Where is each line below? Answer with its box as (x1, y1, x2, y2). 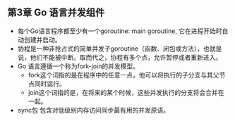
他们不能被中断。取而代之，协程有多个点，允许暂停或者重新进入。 (30, 53, 222, 61)
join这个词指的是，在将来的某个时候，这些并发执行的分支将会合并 (28, 88, 219, 96)
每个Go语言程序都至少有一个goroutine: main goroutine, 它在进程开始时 (17, 27, 222, 35)
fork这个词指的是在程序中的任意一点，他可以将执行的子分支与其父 (28, 70, 219, 79)
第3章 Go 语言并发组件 (7, 6, 105, 19)
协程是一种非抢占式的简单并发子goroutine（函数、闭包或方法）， (17, 44, 203, 53)
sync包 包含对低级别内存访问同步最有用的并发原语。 (17, 106, 170, 114)
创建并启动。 (23, 35, 61, 44)
